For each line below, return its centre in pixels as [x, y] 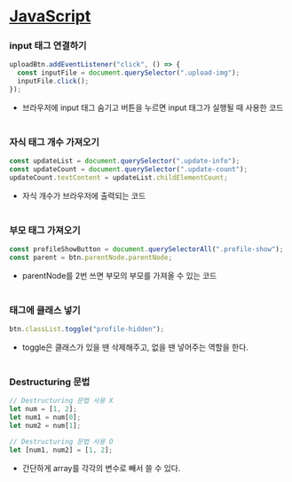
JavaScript [50, 16]
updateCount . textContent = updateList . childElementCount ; [118, 178]
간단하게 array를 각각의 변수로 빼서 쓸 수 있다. [101, 468]
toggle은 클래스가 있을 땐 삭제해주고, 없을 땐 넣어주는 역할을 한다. [135, 347]
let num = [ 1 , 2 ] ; [43, 409]
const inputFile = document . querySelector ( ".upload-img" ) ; [129, 73]
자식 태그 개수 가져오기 [55, 142]
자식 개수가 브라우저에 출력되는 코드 [84, 195]
